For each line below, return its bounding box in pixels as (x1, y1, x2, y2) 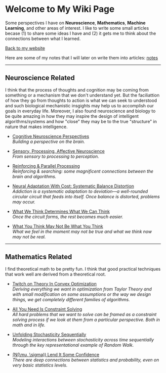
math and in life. (12, 322, 46, 327)
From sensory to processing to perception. (12, 153, 99, 159)
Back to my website (5, 45, 45, 51)
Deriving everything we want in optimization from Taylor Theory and (12, 286, 152, 292)
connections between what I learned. (5, 36, 81, 42)
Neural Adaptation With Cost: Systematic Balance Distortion (12, 183, 134, 189)
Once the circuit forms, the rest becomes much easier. (12, 214, 124, 220)
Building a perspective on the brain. (12, 139, 85, 144)
